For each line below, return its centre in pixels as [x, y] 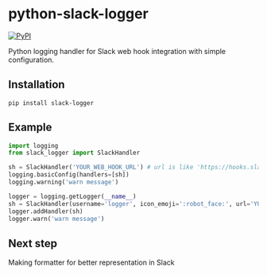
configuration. [31, 60]
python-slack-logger [78, 14]
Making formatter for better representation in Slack [91, 262]
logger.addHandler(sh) [46, 211]
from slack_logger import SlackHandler [74, 153]
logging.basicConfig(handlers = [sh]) [69, 175]
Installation [37, 85]
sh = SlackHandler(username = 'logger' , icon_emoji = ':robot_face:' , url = [129, 203]
